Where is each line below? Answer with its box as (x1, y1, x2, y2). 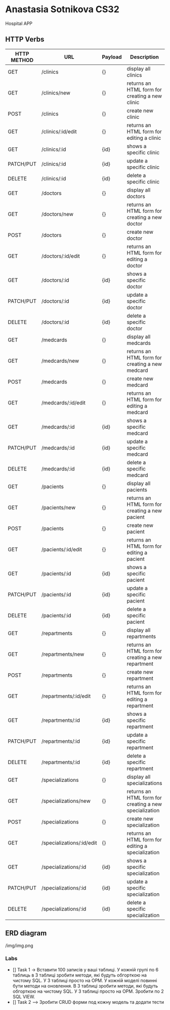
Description (130, 53, 159, 60)
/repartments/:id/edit (41, 692, 91, 700)
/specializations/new (41, 797, 91, 804)
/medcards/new (41, 357, 79, 364)
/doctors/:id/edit (41, 253, 80, 260)
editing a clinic (126, 134, 161, 141)
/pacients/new (41, 504, 76, 511)
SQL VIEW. (12, 993, 35, 999)
